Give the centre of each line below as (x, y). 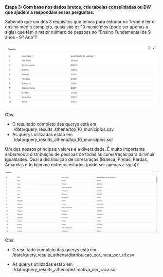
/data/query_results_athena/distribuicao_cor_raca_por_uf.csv (73, 255)
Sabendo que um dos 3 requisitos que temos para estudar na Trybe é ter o (80, 22)
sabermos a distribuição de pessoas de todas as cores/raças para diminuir (80, 154)
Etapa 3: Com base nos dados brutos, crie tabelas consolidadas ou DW (78, 7)
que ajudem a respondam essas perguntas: (50, 12)
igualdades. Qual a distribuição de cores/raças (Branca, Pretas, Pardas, (77, 159)
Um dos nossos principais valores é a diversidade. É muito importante (75, 149)
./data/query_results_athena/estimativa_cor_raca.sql (64, 269)
